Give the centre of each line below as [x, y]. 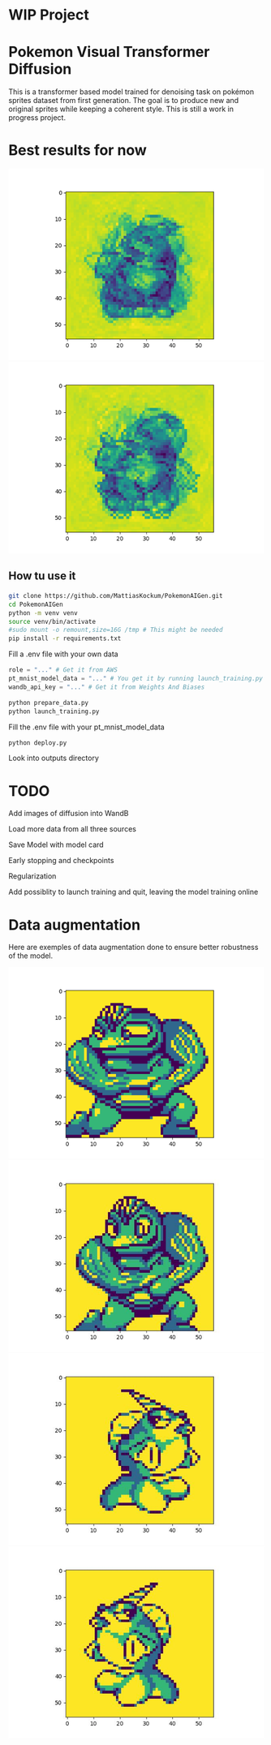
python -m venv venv [43, 613]
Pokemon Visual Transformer [109, 52]
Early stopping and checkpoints [61, 861]
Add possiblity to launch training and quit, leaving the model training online [133, 892]
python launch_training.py [54, 711]
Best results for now [78, 150]
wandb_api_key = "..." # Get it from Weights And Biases [107, 687]
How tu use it [42, 576]
